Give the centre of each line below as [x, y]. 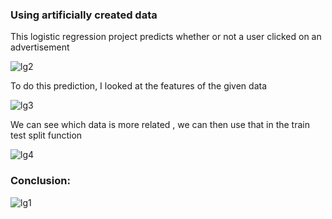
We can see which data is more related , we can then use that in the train [160, 125]
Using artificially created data [84, 15]
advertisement [40, 47]
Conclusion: [40, 181]
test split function [46, 135]
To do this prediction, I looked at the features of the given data [139, 86]
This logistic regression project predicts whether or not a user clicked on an [166, 37]
